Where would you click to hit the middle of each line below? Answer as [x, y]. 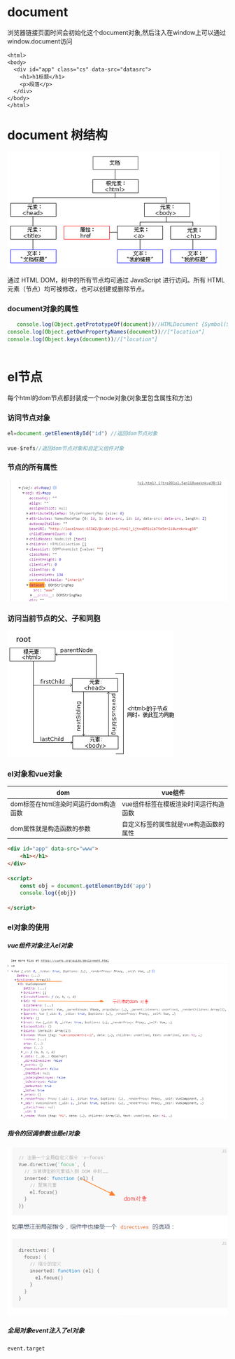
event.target [26, 1349]
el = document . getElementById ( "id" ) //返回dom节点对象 [83, 433]
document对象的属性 [43, 308]
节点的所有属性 [33, 467]
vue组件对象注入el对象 [40, 945]
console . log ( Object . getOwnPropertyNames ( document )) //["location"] [106, 332]
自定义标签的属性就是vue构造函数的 [173, 824]
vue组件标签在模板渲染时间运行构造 [173, 804]
